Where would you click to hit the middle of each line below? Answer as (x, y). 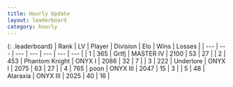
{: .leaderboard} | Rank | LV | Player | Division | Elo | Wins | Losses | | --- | (113, 47)
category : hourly (32, 26)
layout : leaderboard (37, 20)
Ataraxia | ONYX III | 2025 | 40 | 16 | (59, 76)
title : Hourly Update (39, 14)
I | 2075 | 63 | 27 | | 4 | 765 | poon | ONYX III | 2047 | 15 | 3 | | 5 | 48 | (106, 69)
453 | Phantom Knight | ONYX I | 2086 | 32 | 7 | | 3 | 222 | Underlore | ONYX (116, 61)
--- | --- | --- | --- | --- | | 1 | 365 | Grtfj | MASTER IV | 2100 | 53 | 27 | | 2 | (120, 54)
